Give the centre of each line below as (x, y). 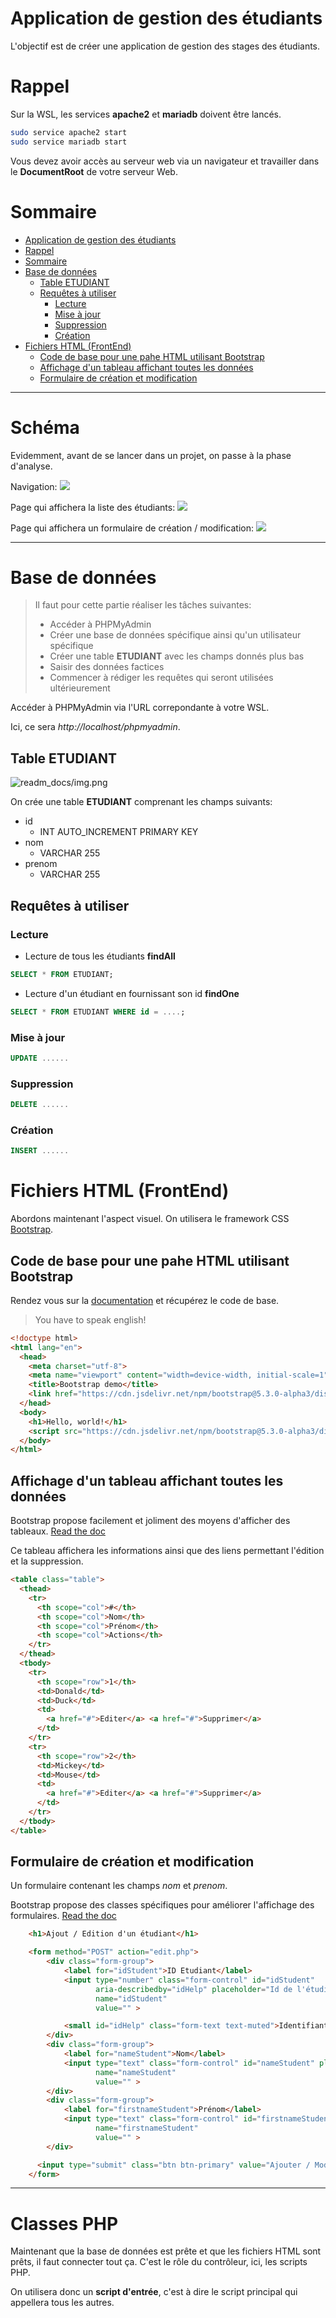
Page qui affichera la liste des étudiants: (93, 507)
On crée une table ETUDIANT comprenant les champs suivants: (141, 802)
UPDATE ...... (40, 1058)
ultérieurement (80, 688)
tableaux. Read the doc (58, 1531)
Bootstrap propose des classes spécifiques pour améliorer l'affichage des (162, 1905)
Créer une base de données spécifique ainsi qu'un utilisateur (175, 635)
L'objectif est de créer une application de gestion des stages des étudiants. (165, 46)
